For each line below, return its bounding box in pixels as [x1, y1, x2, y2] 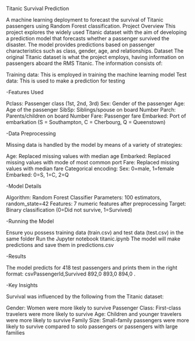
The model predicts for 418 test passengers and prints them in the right [6, 264, 177, 271]
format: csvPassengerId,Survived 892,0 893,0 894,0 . [6, 270, 136, 277]
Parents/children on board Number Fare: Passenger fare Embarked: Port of [6, 112, 186, 119]
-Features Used [6, 89, 44, 95]
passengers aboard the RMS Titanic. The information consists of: [6, 60, 163, 67]
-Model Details [6, 182, 42, 190]
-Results [6, 253, 26, 260]
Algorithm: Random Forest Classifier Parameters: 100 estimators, [6, 194, 162, 201]
